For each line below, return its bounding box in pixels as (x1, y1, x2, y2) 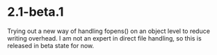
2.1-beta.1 (7, 4, 64, 20)
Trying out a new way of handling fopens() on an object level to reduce (7, 27, 211, 35)
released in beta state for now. (7, 41, 95, 49)
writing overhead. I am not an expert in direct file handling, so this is (7, 34, 202, 42)
